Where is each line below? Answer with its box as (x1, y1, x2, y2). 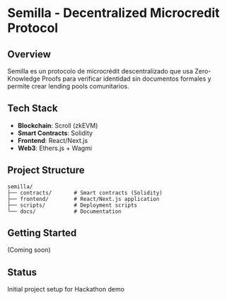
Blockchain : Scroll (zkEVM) (17, 121, 98, 129)
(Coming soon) (7, 246, 51, 254)
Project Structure (7, 164, 85, 176)
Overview (7, 48, 52, 60)
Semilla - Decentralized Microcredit (7, 5, 220, 21)
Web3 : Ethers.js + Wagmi (17, 144, 93, 152)
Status (7, 266, 37, 278)
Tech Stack (7, 103, 58, 115)
